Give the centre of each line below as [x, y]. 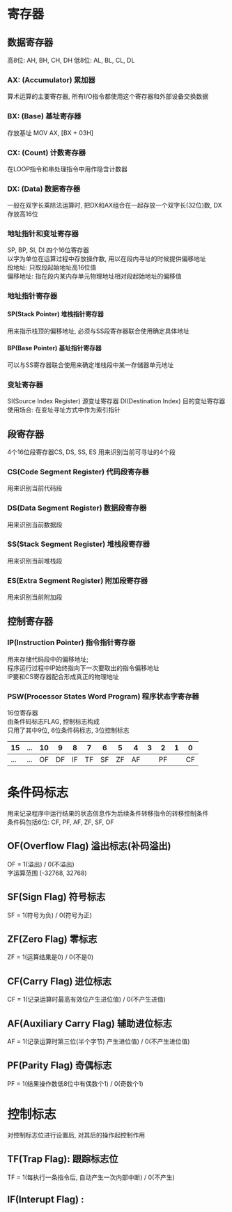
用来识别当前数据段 [35, 525]
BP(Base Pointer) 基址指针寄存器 [55, 348]
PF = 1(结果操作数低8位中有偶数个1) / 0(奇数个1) [76, 1083]
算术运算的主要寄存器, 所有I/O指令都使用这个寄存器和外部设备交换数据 [108, 96]
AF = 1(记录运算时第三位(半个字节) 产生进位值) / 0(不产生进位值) [99, 1041]
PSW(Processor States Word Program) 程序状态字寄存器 [103, 696]
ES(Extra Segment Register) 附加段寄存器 [78, 580]
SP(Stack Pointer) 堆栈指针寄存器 [56, 314]
